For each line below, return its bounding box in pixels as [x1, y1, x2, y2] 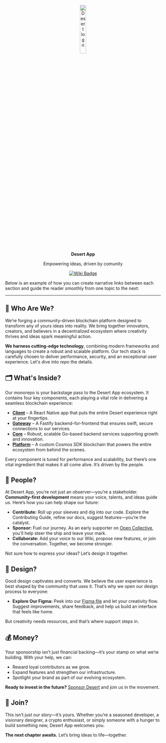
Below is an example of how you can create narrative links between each [5, 280, 154, 286]
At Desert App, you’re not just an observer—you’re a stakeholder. [5, 489, 138, 495]
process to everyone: [5, 589, 48, 594]
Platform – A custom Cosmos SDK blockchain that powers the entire [12, 441, 152, 447]
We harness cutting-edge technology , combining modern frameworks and [5, 343, 159, 349]
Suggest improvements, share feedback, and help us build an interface [12, 603, 157, 609]
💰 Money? [5, 633, 39, 642]
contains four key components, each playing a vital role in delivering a [5, 395, 148, 401]
